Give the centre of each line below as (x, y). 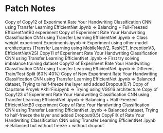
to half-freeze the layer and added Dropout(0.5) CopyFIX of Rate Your (75, 115)
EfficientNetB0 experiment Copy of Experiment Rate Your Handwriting (75, 32)
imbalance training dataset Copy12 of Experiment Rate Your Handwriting (77, 63)
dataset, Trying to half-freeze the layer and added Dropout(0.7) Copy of (77, 84)
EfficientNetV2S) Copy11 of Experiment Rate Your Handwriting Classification (81, 53)
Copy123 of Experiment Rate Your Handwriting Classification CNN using (77, 94)
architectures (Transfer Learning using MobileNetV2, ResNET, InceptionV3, (80, 48)
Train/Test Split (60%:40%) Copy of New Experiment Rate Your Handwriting (81, 74)
